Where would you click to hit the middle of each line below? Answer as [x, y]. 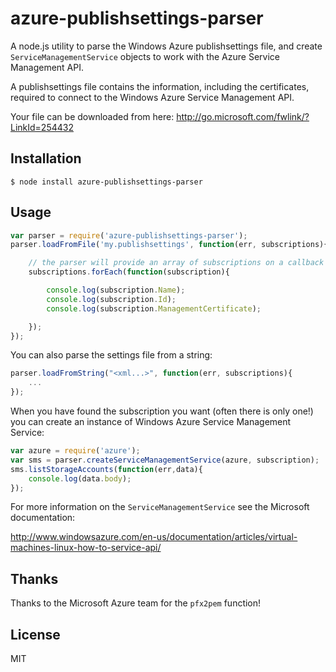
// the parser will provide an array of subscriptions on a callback [176, 263]
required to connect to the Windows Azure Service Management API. [152, 97]
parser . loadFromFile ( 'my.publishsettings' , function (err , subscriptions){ [169, 245]
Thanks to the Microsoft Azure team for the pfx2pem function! [136, 603]
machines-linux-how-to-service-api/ [86, 548]
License [35, 634]
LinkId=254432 [42, 127]
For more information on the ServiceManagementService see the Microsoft [160, 507]
